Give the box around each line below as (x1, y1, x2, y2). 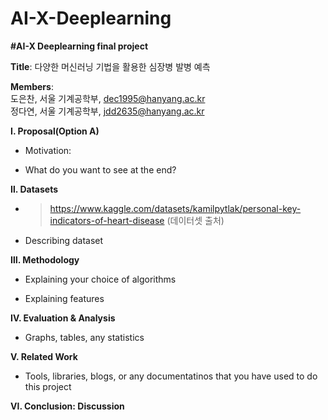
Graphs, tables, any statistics (24, 331, 145, 343)
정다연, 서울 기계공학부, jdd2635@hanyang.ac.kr (10, 105, 205, 117)
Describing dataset (24, 234, 104, 246)
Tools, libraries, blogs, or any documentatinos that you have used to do (24, 370, 318, 382)
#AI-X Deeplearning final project (10, 40, 149, 52)
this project (24, 380, 72, 392)
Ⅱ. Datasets (10, 183, 59, 195)
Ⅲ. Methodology (10, 253, 80, 266)
